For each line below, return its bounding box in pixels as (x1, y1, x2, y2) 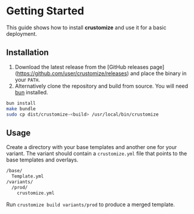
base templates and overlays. (6, 156, 79, 163)
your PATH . (14, 76, 40, 83)
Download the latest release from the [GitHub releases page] (14, 63, 165, 70)
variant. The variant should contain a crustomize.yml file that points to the (6, 150, 187, 157)
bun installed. (14, 88, 48, 96)
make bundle (6, 106, 36, 111)
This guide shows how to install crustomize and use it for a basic (6, 24, 167, 31)
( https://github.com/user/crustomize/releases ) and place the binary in (14, 70, 187, 77)
